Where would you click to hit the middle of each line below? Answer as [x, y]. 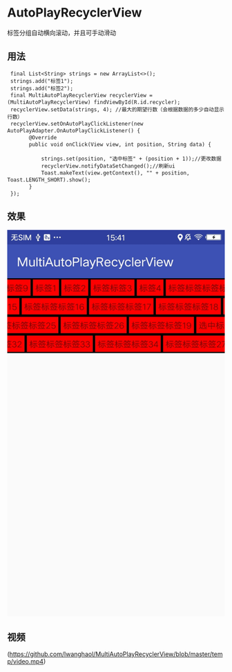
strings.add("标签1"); [42, 81]
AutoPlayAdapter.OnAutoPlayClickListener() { [74, 130]
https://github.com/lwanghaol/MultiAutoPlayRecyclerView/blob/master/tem [116, 654]
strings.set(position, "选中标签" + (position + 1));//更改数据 [132, 159]
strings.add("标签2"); [42, 88]
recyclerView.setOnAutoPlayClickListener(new [77, 123]
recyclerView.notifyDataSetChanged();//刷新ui [108, 166]
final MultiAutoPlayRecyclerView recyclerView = [81, 95]
